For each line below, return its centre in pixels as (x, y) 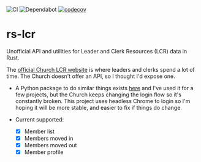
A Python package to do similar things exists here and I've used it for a (104, 88)
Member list (40, 131)
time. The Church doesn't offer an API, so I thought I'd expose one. (91, 76)
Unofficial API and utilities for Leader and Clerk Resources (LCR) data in (97, 51)
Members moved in (49, 138)
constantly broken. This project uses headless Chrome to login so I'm (103, 101)
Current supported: (40, 119)
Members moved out (51, 145)
